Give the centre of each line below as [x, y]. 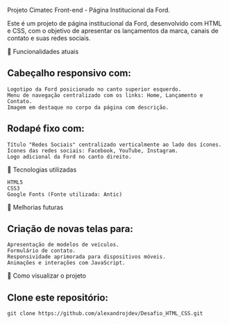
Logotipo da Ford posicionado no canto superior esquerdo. [94, 89]
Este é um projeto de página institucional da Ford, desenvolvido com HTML [114, 23]
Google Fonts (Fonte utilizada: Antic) [65, 194]
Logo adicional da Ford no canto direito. [69, 156]
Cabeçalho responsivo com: [69, 73]
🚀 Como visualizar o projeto [47, 276]
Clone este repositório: [58, 297]
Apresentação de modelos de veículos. [63, 245]
